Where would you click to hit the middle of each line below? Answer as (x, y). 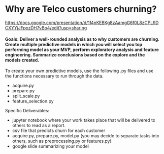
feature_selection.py (33, 101)
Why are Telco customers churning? (81, 9)
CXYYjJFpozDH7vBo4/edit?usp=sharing (46, 27)
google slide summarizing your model (50, 146)
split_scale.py (26, 96)
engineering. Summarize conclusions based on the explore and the (75, 54)
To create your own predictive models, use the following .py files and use (79, 71)
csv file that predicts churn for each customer (59, 130)
